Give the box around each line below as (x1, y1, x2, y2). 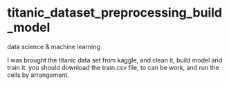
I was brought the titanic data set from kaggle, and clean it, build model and (7, 55, 223, 64)
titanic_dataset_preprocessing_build (7, 5, 223, 21)
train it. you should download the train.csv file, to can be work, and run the (7, 63, 219, 71)
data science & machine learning (7, 42, 100, 51)
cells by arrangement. (7, 71, 70, 79)
